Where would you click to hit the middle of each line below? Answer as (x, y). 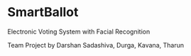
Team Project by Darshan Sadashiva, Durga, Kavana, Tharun (96, 45)
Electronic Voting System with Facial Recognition (79, 31)
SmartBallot (43, 12)
